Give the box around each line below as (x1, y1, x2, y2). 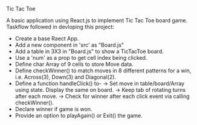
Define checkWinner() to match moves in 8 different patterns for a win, (15, 67, 192, 74)
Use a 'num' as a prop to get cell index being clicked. (15, 54, 147, 61)
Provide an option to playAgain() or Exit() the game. (15, 112, 143, 119)
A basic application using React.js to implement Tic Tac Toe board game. (6, 17, 188, 24)
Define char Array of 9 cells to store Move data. (15, 60, 134, 68)
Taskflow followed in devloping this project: (6, 24, 115, 30)
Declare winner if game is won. (15, 106, 92, 112)
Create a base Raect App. (15, 35, 79, 42)
